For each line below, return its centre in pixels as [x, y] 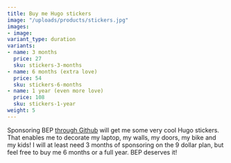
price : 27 [27, 59]
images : [18, 26]
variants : [22, 46]
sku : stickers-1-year [45, 104]
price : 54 [27, 78]
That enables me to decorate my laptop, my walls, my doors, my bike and [112, 137]
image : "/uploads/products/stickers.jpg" [68, 20]
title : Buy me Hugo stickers [49, 14]
